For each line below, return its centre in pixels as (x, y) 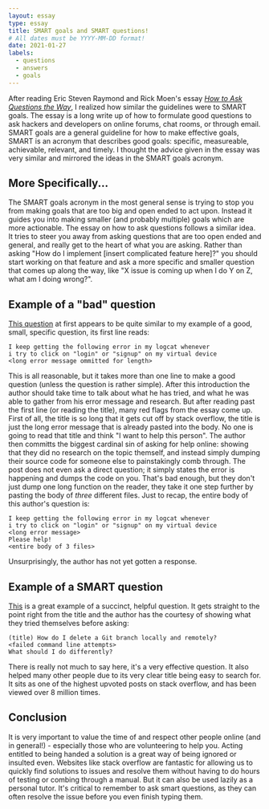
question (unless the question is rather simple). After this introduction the (129, 384)
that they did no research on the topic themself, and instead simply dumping (134, 453)
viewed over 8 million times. (54, 693)
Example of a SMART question (86, 587)
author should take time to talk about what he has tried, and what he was (128, 393)
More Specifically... (58, 183)
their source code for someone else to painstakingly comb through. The (127, 461)
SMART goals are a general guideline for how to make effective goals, (124, 132)
